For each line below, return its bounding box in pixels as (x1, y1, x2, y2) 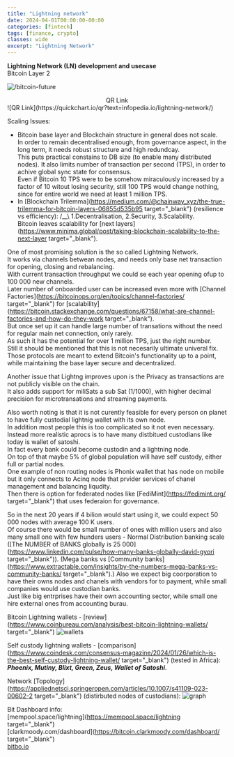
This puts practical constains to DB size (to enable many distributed (17, 153, 212, 161)
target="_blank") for (7, 300, 65, 307)
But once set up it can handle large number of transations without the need (7, 322, 223, 330)
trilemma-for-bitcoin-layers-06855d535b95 (17, 205, 143, 213)
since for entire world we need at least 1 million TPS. (17, 190, 168, 198)
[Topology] (33, 677, 65, 685)
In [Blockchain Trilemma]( (17, 197, 92, 206)
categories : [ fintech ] (7, 23, 73, 30)
